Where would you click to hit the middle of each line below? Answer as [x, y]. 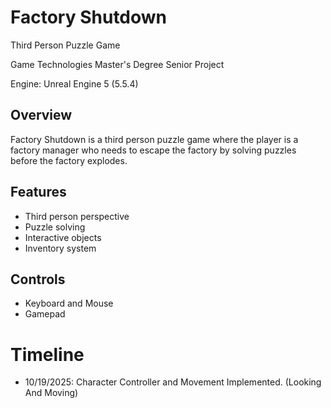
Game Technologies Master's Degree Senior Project [117, 64]
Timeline [47, 354]
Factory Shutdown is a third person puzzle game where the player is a [154, 139]
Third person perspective [77, 216]
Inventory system [60, 248]
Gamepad [45, 314]
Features [38, 192]
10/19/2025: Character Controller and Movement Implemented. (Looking [173, 382]
